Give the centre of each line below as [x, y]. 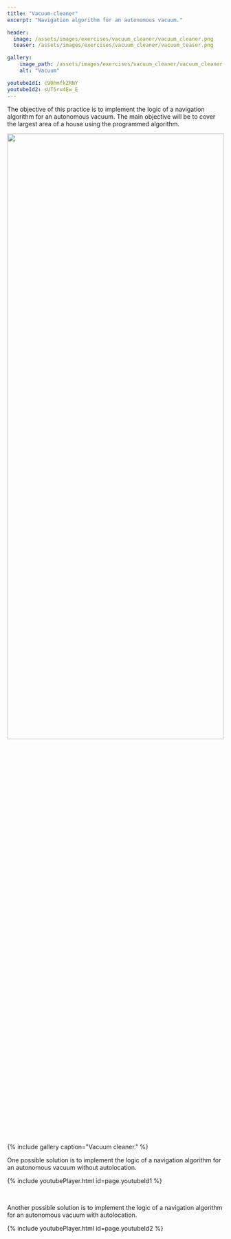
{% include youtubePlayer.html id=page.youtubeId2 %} [85, 1228]
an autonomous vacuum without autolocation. [72, 1167]
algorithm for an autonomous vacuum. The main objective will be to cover [111, 116]
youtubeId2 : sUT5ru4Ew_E [43, 89]
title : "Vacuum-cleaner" [43, 13]
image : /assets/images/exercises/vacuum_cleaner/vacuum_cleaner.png [113, 39]
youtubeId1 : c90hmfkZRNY [43, 83]
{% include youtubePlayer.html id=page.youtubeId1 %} [85, 1180]
